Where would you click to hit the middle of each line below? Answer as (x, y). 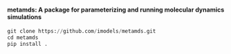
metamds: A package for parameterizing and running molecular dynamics (116, 10)
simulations (25, 16)
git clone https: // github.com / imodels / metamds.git (82, 31)
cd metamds (23, 38)
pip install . (28, 44)
